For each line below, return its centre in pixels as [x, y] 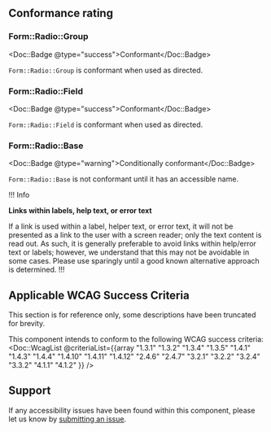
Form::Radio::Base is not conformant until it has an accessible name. [123, 179]
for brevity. [27, 324]
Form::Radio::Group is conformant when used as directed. [106, 70]
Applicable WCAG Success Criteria [99, 295]
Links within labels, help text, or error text [80, 211]
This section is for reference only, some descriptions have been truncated [132, 315]
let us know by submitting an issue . [68, 419]
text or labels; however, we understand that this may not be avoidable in [129, 252]
